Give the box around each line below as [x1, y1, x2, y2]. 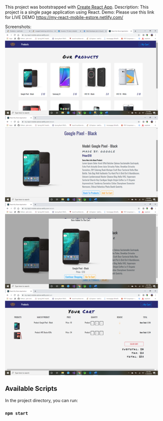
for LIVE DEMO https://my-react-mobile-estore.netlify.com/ [5, 15, 124, 20]
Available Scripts [5, 385, 57, 393]
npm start [5, 410, 28, 416]
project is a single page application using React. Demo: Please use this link [5, 9, 154, 15]
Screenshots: [5, 24, 32, 30]
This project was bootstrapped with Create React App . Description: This [5, 4, 149, 10]
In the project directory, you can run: [5, 397, 78, 403]
